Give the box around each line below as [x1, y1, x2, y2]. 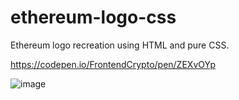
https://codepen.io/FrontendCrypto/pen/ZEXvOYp [10, 58, 217, 70]
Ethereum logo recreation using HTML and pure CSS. [10, 39, 230, 51]
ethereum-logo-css [10, 6, 177, 29]
